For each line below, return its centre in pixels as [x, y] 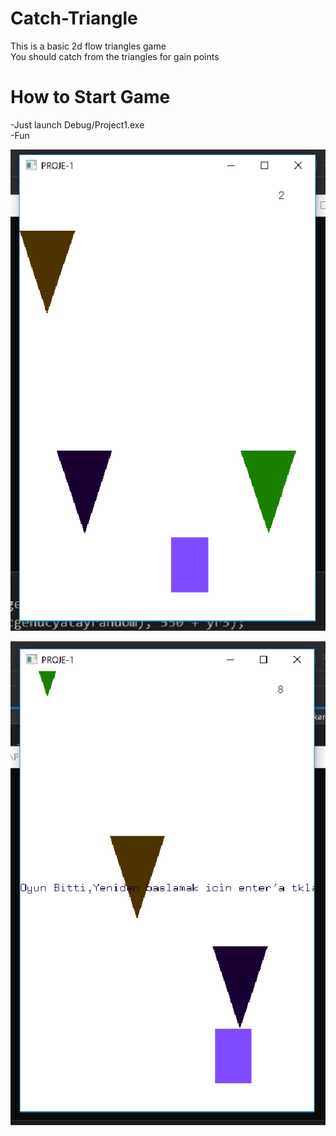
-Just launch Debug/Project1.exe [77, 124]
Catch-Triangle [74, 18]
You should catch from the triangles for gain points [115, 56]
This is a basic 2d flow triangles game [88, 46]
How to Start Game [90, 97]
